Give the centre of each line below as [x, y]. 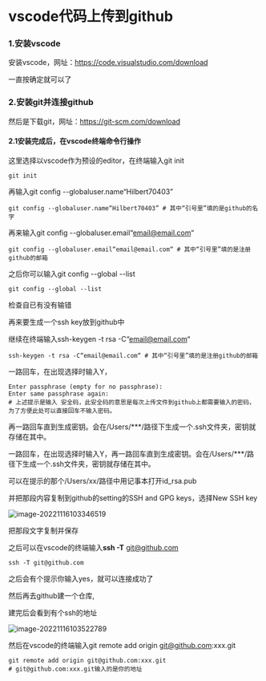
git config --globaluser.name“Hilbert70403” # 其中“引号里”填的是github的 [130, 208]
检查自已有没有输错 [40, 305]
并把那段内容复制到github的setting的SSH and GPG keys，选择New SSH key [133, 497]
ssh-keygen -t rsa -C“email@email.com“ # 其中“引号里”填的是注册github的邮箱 [133, 355]
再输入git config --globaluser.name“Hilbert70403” [91, 191]
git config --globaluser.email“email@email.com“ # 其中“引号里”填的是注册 [130, 249]
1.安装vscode [34, 43]
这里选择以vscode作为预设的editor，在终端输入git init [96, 160]
